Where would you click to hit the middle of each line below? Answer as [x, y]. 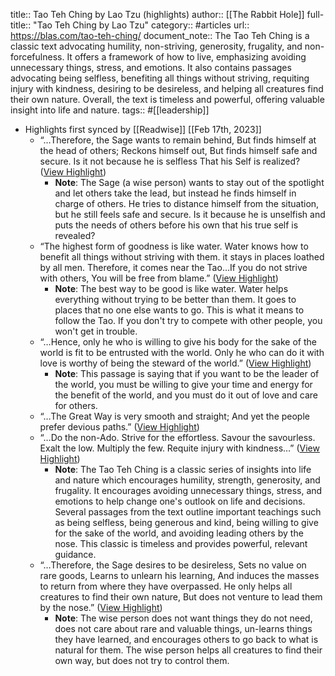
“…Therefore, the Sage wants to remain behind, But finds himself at [178, 140]
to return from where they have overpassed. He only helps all [166, 586]
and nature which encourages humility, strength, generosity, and [187, 480]
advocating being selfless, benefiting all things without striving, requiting [160, 78]
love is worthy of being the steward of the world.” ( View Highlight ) [175, 363]
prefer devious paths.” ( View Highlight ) [119, 427]
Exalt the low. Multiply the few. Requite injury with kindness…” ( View [179, 448]
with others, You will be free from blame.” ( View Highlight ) [159, 278]
